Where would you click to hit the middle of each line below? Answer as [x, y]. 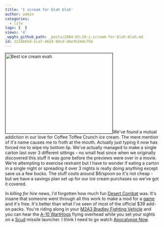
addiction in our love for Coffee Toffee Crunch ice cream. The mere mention [82, 137]
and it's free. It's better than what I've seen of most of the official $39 [75, 203]
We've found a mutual [135, 132]
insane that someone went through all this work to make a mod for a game [80, 199]
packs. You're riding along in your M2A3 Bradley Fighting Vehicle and [82, 209]
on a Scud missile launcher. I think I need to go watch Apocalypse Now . [77, 219]
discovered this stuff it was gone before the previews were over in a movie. [81, 158]
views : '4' [16, 32]
